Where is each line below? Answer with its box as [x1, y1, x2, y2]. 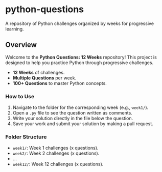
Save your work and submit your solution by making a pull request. [12, 121, 153, 127]
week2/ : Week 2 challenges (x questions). [12, 150, 100, 156]
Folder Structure [5, 133, 47, 140]
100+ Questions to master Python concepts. [12, 80, 107, 86]
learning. [5, 25, 24, 32]
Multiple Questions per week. [12, 75, 77, 81]
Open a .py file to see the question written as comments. [12, 110, 133, 116]
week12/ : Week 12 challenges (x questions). [12, 161, 104, 167]
